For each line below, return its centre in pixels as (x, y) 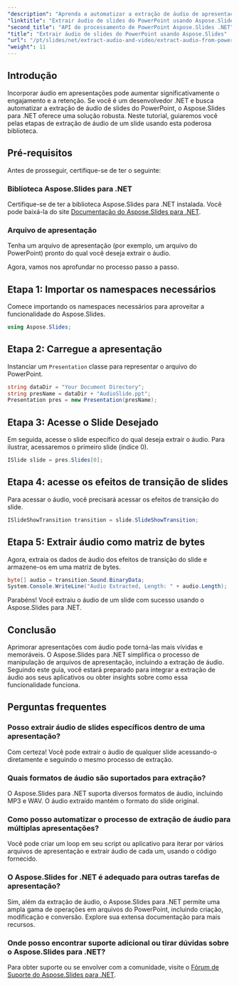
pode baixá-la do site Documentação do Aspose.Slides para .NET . (104, 211)
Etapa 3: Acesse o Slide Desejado (83, 422)
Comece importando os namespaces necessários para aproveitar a (106, 307)
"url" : (17, 41)
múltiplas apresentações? (53, 828)
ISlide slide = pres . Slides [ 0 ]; (55, 460)
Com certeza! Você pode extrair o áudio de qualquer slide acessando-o (112, 752)
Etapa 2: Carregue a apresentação (85, 349)
